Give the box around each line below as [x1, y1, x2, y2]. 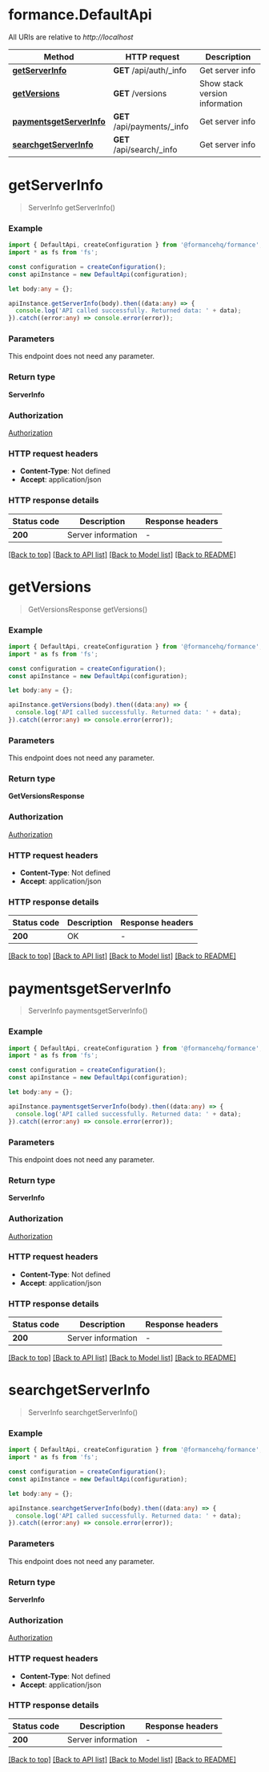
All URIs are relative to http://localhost [8, 32, 134, 42]
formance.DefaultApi [8, 6, 152, 24]
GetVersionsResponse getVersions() [27, 604, 148, 614]
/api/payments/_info [113, 120, 190, 132]
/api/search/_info [113, 144, 178, 155]
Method [43, 51, 74, 62]
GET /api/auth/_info [113, 64, 187, 75]
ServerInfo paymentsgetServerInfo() [27, 1006, 148, 1016]
